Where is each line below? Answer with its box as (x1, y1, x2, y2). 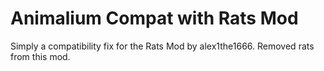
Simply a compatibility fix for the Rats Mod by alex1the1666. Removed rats (10, 40, 315, 52)
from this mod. (10, 50, 71, 62)
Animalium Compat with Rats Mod (10, 7, 299, 30)
